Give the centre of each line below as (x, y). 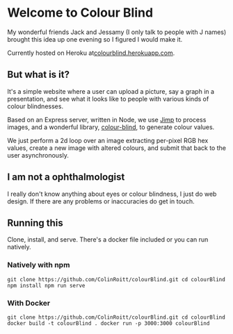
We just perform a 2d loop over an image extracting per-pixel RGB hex (108, 140)
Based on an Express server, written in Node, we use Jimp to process (107, 119)
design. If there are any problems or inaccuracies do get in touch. (101, 201)
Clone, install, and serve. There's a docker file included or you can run (108, 240)
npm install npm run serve (46, 285)
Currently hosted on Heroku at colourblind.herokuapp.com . (91, 53)
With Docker (29, 303)
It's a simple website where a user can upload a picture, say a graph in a (111, 91)
